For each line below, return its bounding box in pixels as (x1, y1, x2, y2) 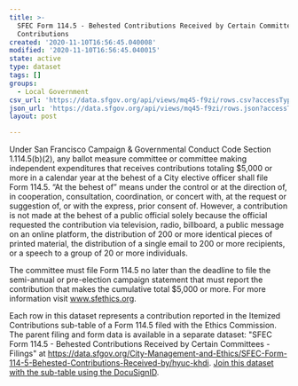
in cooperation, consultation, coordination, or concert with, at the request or (9, 192, 286, 202)
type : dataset (9, 63, 62, 72)
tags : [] (9, 71, 42, 80)
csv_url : (9, 95, 42, 105)
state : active (9, 54, 62, 63)
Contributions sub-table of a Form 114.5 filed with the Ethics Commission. (9, 320, 278, 331)
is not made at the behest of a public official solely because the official (9, 210, 268, 221)
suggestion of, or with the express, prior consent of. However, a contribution (9, 201, 288, 211)
